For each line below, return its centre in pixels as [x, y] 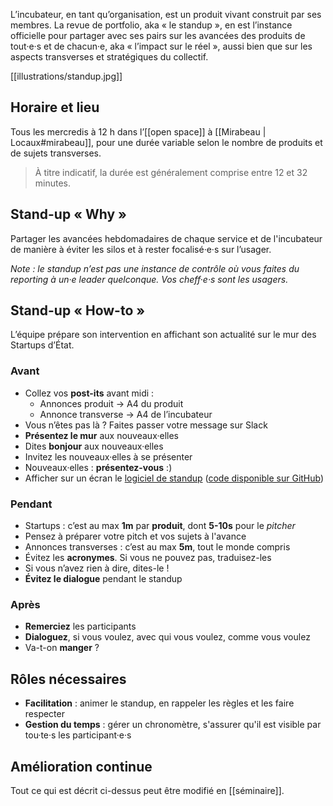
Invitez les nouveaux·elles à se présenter [108, 456]
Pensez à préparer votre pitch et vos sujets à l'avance [135, 536]
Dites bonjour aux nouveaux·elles [94, 446]
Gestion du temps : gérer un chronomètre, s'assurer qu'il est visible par [173, 725]
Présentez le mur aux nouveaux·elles [101, 435]
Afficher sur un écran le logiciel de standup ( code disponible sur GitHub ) [174, 478]
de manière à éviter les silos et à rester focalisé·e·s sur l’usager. [141, 249]
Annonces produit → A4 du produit [111, 403]
